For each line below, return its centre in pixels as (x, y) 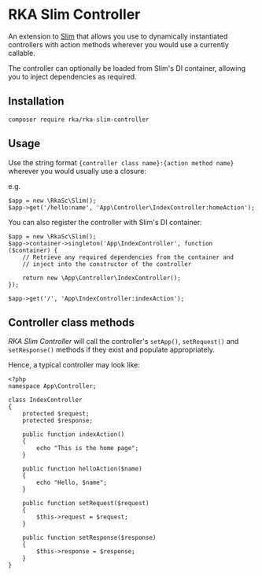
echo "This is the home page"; (88, 449)
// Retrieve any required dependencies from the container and (128, 257)
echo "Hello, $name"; (72, 483)
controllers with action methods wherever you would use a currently (119, 44)
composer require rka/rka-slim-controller (79, 120)
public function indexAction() (74, 434)
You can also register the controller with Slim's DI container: (105, 222)
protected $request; (56, 414)
